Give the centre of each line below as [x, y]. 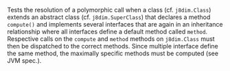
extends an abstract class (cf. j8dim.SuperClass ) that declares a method [109, 17]
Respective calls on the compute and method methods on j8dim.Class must [111, 39]
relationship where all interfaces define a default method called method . [107, 31]
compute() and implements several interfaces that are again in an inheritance [115, 24]
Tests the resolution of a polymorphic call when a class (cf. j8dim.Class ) [109, 10]
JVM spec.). [24, 60]
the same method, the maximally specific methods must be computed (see [113, 53]
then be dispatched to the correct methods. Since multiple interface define [113, 46]
